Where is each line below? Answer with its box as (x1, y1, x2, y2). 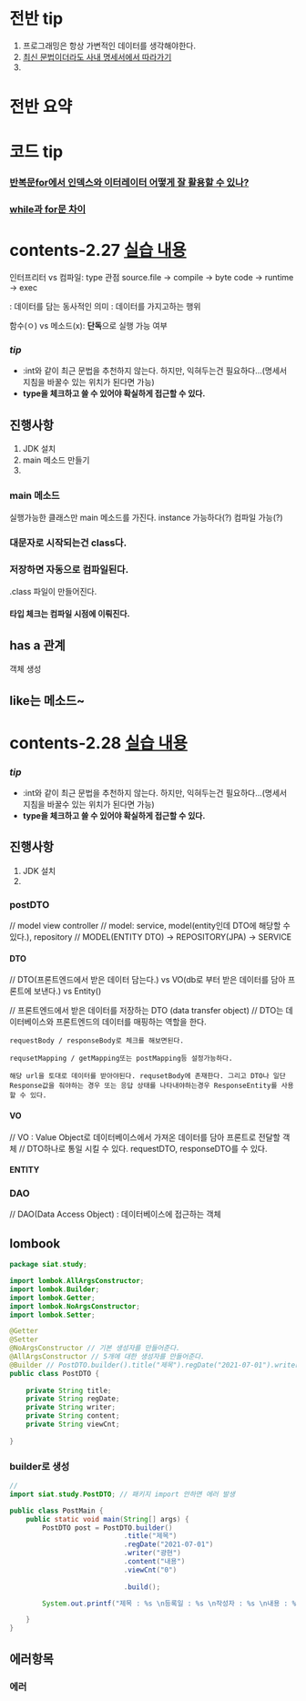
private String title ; (25, 1386, 112, 1395)
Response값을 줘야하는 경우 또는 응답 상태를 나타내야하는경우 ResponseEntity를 (9, 1081, 278, 1091)
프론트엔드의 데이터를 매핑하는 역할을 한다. (56, 1016, 207, 1027)
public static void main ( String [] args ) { (25, 1514, 189, 1523)
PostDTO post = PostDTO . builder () (42, 1523, 173, 1533)
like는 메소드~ (9, 693, 86, 708)
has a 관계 (9, 637, 66, 653)
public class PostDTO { (9, 1369, 100, 1378)
